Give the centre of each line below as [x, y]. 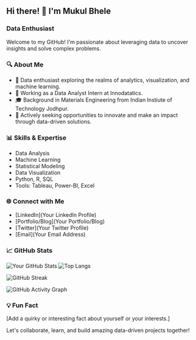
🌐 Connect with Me [36, 202]
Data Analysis [32, 154]
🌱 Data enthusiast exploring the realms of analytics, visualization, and [102, 80]
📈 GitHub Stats [30, 250]
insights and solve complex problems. [54, 48]
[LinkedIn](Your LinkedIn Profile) [56, 214]
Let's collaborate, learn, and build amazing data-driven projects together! [98, 330]
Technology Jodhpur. [42, 108]
